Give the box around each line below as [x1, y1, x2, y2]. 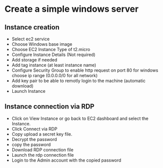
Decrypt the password [11, 136, 57, 142]
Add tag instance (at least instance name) [11, 62, 96, 68]
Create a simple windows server [4, 3, 139, 15]
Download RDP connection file [11, 146, 74, 153]
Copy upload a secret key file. [11, 131, 72, 137]
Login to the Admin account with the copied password [11, 157, 121, 163]
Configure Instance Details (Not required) [11, 52, 96, 57]
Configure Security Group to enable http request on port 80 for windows [11, 67, 159, 73]
